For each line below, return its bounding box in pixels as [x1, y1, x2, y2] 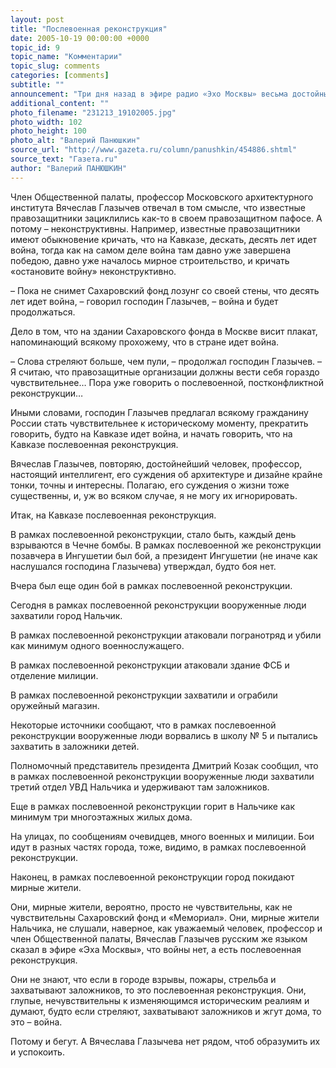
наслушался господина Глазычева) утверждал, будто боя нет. [10, 560, 277, 572]
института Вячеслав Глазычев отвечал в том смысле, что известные [10, 201, 306, 213]
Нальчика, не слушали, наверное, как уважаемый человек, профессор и [10, 922, 323, 934]
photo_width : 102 [10, 117, 83, 127]
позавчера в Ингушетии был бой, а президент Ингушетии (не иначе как [10, 549, 318, 561]
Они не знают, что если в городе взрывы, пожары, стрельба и [10, 973, 277, 985]
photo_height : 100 [10, 126, 87, 136]
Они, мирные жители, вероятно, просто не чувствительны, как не [10, 901, 293, 913]
